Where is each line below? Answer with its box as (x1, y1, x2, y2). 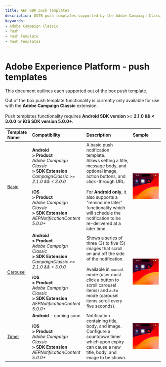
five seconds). (86, 303, 116, 309)
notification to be (86, 215, 121, 221)
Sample (132, 132, 149, 138)
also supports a (86, 194, 118, 200)
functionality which (86, 205, 125, 211)
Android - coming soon (32, 313, 81, 319)
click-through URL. (86, 178, 125, 184)
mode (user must (86, 272, 122, 278)
